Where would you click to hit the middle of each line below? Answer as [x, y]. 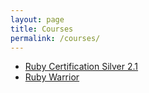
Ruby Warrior [52, 77]
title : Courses [42, 29]
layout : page [37, 19]
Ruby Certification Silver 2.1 [81, 67]
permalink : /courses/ [55, 38]
